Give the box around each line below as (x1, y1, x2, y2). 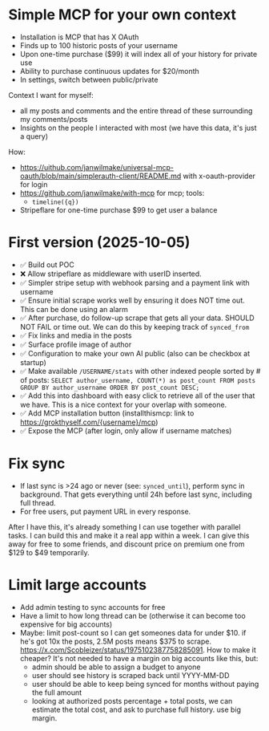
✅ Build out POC (19, 259, 74, 270)
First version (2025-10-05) (8, 234, 191, 252)
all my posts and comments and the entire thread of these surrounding (19, 106, 253, 116)
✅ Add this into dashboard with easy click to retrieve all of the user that (19, 391, 255, 400)
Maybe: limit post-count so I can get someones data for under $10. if (19, 627, 247, 637)
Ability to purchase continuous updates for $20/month (19, 66, 200, 75)
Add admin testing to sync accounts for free (19, 602, 166, 611)
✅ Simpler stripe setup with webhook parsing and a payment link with (19, 278, 250, 287)
